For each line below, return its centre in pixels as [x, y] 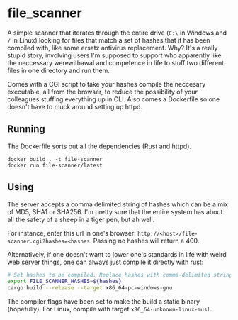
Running [27, 129]
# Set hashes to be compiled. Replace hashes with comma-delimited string [120, 275]
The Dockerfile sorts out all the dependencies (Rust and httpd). [100, 146]
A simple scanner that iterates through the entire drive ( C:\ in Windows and [117, 33]
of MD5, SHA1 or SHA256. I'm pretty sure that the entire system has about [115, 211]
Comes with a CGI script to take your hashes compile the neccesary [107, 84]
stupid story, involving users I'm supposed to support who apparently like [114, 55]
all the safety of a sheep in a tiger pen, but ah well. [81, 219]
